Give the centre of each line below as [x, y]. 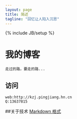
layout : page [19, 10]
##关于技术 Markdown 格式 [33, 112]
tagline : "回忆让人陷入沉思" [32, 19]
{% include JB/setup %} [30, 33]
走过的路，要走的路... [25, 69]
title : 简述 [17, 14]
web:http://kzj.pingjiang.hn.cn [38, 97]
